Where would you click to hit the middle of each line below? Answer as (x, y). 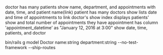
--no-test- (128, 42)
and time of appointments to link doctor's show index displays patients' (77, 17)
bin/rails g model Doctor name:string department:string (61, 42)
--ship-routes (42, 47)
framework (16, 47)
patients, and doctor (26, 33)
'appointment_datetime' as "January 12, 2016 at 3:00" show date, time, (76, 28)
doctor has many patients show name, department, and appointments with (81, 7)
